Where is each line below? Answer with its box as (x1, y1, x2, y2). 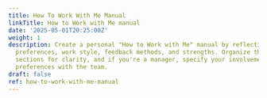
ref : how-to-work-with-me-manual (8, 77, 119, 85)
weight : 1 (8, 33, 41, 42)
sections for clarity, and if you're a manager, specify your (15, 56, 226, 64)
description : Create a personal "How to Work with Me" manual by (8, 41, 229, 49)
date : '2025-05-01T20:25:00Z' (8, 26, 109, 34)
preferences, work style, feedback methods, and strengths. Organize (15, 48, 250, 56)
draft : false (8, 70, 52, 78)
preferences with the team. (15, 63, 109, 71)
